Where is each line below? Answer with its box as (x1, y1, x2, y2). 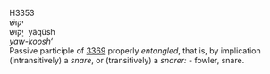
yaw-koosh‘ (9, 36, 54, 46)
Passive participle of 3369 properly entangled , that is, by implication (9, 45, 261, 56)
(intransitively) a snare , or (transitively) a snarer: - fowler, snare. (9, 55, 245, 65)
